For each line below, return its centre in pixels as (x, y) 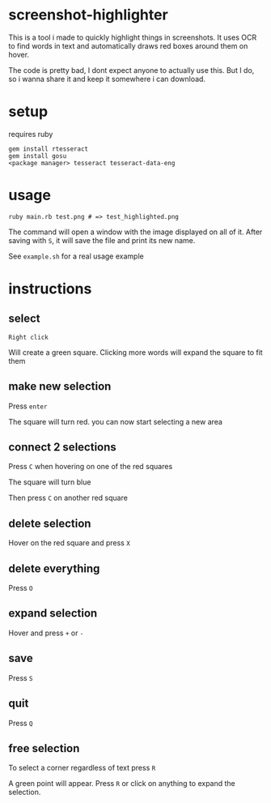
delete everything (54, 568)
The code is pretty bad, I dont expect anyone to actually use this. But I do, (131, 70)
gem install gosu (38, 156)
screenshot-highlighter (88, 15)
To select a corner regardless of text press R (82, 768)
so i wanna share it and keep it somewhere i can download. (107, 79)
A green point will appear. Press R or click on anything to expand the (122, 784)
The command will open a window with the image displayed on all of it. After (135, 232)
